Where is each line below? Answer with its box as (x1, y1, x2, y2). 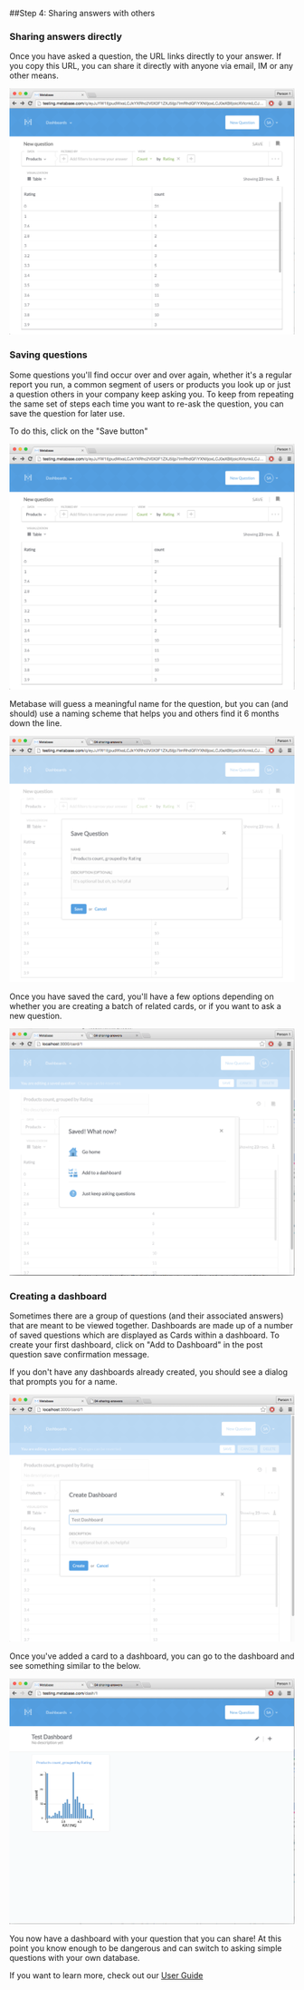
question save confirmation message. (9, 1349, 149, 1360)
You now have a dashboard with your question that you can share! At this (9, 1933, 282, 1945)
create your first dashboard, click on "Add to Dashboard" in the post (9, 1339, 263, 1350)
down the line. (9, 718, 62, 729)
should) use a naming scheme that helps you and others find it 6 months (9, 708, 280, 720)
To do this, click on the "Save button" (9, 426, 148, 436)
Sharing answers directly (9, 30, 122, 43)
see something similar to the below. (9, 1660, 142, 1671)
